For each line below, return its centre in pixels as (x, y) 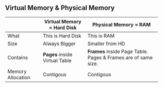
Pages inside (58, 54)
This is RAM (101, 36)
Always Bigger (59, 43)
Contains (18, 58)
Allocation (19, 77)
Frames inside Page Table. (118, 51)
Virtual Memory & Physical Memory (60, 8)
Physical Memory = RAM (121, 25)
